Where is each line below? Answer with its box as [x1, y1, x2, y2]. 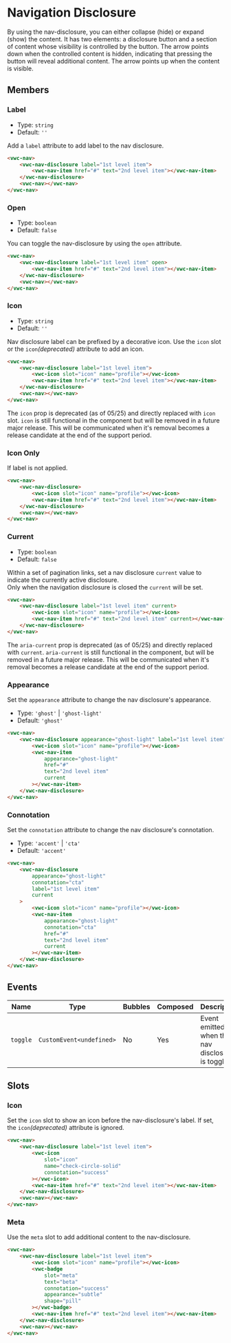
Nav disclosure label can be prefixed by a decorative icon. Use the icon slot [7, 337, 221, 345]
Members [7, 84, 49, 96]
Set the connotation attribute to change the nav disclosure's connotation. [7, 826, 214, 834]
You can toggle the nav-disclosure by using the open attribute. [7, 239, 182, 248]
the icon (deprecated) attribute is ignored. [7, 1124, 125, 1132]
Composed [157, 1002, 194, 1011]
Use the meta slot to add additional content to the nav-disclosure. [7, 1233, 191, 1242]
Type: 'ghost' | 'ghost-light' [16, 709, 102, 718]
